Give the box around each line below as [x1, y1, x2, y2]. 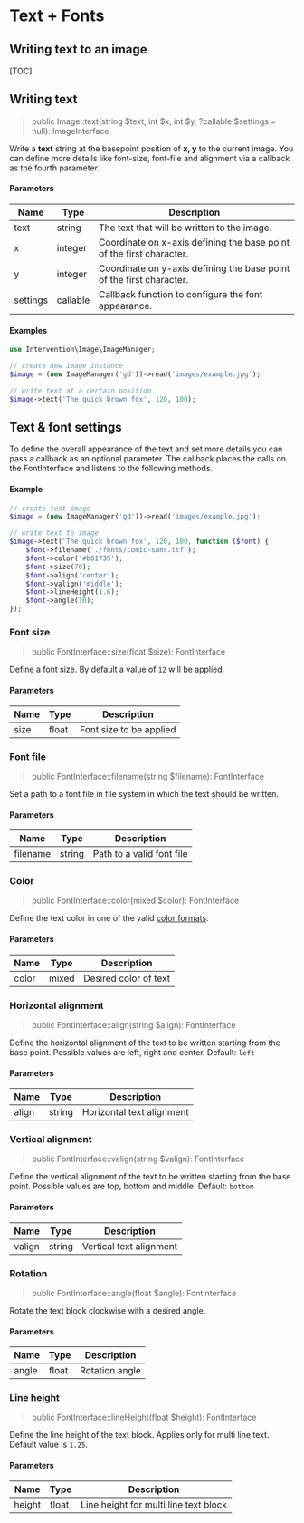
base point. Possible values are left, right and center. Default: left [9, 1046, 255, 1057]
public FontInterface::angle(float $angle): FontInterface [31, 1287, 237, 1298]
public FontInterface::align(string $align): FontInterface [31, 1019, 236, 1030]
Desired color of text [83, 972, 171, 985]
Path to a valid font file [92, 848, 188, 860]
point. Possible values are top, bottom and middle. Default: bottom [9, 1180, 254, 1192]
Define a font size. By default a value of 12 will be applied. [9, 664, 225, 675]
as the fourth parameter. [9, 162, 100, 173]
